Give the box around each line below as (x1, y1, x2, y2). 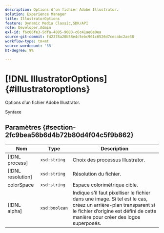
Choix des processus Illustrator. (72, 156, 145, 163)
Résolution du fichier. (72, 171, 122, 177)
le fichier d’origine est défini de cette (72, 208, 157, 214)
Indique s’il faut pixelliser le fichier (72, 190, 151, 196)
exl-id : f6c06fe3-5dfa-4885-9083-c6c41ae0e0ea (5, 30, 102, 35)
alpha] (7, 208, 22, 214)
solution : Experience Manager (5, 12, 67, 17)
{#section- (42, 123, 76, 132)
